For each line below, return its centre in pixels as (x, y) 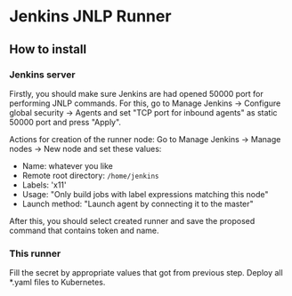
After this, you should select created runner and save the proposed (132, 220)
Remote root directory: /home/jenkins (90, 175)
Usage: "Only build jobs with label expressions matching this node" (145, 194)
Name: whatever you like (68, 165)
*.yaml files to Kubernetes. (57, 283)
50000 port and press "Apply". (65, 122)
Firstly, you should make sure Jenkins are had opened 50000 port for (137, 93)
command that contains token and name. (84, 230)
